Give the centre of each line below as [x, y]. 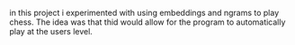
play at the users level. [51, 31]
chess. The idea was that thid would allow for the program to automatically [147, 22]
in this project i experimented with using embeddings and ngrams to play [144, 13]
